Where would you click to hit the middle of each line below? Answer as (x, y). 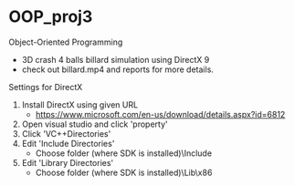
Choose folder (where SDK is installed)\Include (123, 153)
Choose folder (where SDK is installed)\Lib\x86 (124, 172)
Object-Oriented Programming (66, 42)
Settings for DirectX (46, 87)
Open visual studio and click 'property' (95, 124)
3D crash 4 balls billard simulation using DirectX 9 (116, 59)
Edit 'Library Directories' (68, 162)
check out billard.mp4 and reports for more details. (117, 69)
